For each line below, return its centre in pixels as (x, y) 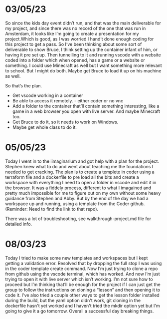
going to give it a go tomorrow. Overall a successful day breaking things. (80, 311)
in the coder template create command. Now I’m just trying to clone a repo (82, 269)
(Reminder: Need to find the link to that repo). (52, 209)
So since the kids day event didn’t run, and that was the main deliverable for (83, 23)
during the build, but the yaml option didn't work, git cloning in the (73, 300)
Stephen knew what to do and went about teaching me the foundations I (79, 166)
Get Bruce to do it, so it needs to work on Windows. (65, 122)
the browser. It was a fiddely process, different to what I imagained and (78, 188)
